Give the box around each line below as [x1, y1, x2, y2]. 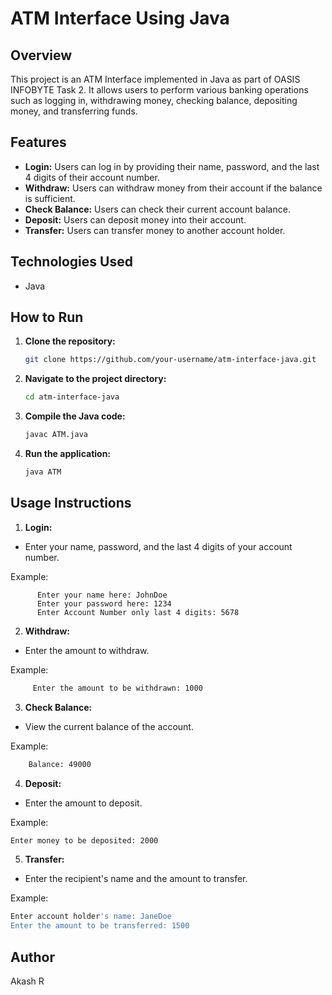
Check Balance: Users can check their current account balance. [24, 203, 291, 215]
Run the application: [24, 448, 112, 460]
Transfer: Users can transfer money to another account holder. [24, 224, 286, 236]
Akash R [10, 975, 45, 987]
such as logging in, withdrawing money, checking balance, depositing [10, 95, 298, 106]
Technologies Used [10, 253, 133, 271]
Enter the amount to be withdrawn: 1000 [32, 683, 203, 693]
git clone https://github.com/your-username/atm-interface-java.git [24, 355, 317, 365]
